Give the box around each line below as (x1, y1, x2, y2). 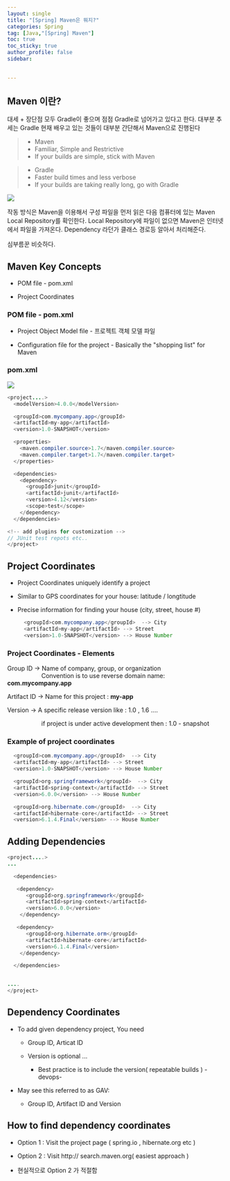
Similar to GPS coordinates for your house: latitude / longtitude (17, 592, 196, 601)
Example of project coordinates (7, 737, 116, 746)
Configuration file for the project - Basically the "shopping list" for (17, 340, 206, 349)
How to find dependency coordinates (7, 1120, 171, 1132)
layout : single (7, 10, 51, 17)
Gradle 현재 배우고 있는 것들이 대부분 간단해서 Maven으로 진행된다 (19, 124, 201, 132)
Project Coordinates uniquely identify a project (17, 579, 150, 587)
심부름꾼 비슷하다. (7, 240, 56, 249)
